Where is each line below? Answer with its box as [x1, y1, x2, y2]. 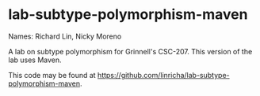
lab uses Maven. [8, 55, 62, 65]
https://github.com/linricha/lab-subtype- [97, 70, 230, 79]
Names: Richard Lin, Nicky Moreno [8, 31, 122, 41]
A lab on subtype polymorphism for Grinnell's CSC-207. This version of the [8, 46, 253, 56]
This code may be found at [8, 70, 97, 79]
